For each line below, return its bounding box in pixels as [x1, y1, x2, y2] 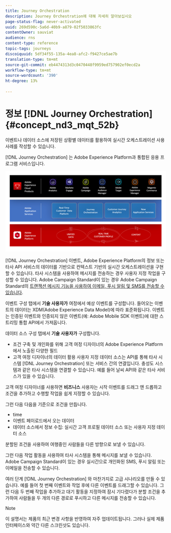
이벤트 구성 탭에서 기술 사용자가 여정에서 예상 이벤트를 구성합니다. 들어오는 [5, 300, 154, 306]
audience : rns [5, 35, 36, 40]
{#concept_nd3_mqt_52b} [5, 119, 119, 131]
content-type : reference [5, 41, 58, 46]
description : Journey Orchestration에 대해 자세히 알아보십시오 [5, 13, 132, 19]
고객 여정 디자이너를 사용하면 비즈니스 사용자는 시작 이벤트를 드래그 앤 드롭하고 [5, 384, 162, 390]
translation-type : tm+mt [5, 57, 58, 62]
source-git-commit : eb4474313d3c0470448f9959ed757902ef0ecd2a [5, 62, 140, 68]
